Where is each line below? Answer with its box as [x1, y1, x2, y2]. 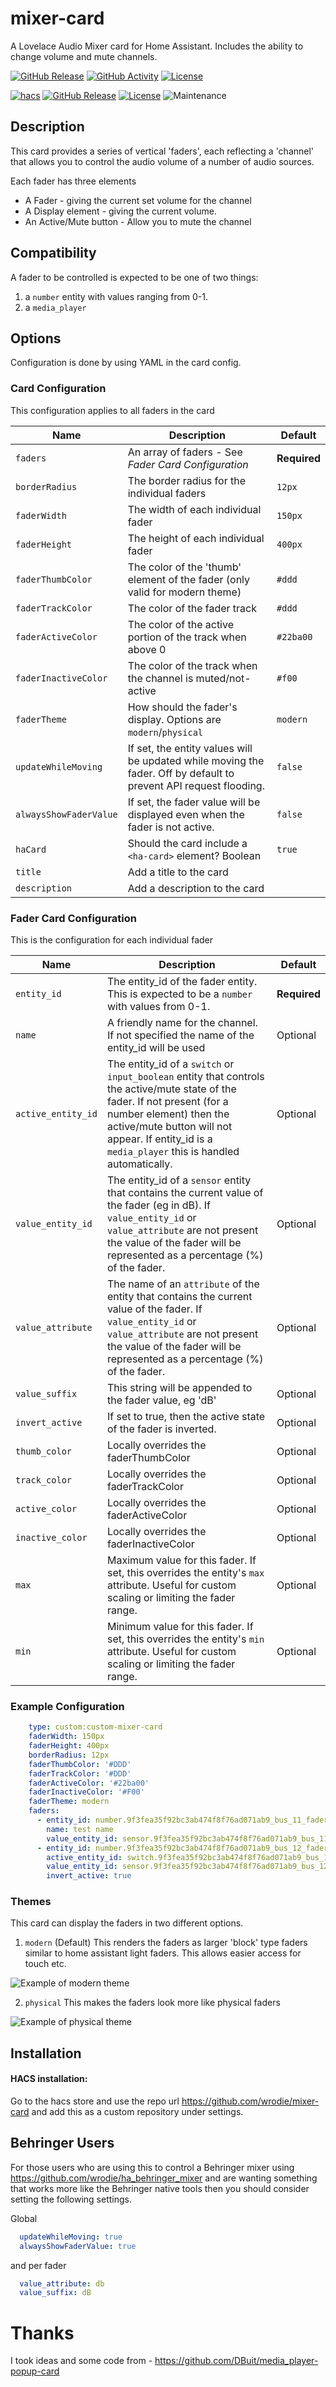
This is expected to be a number [106, 987, 253, 1001]
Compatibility [10, 245, 97, 262]
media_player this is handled [106, 1144, 240, 1158]
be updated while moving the [127, 753, 265, 767]
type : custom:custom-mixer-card [28, 1722, 163, 1732]
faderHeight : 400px [28, 1741, 110, 1751]
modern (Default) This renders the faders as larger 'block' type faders [24, 1937, 308, 1949]
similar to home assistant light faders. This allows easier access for [24, 1947, 302, 1959]
